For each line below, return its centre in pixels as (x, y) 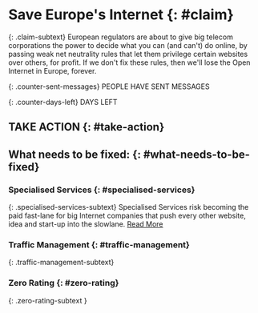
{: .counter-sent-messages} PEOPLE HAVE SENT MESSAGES (109, 86)
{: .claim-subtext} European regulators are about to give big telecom (121, 37)
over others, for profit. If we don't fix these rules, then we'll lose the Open (129, 62)
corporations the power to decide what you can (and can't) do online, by (128, 45)
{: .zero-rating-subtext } (48, 300)
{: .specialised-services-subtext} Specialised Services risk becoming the (129, 207)
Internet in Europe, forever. (52, 70)
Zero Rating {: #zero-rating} (64, 283)
